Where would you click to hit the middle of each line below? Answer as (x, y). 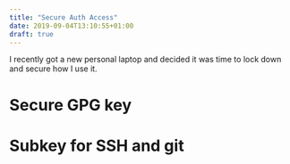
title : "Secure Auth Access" (64, 17)
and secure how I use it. (53, 69)
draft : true (31, 34)
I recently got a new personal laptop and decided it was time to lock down (145, 60)
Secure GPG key (71, 105)
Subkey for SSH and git (97, 146)
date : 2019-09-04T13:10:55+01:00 (72, 26)
